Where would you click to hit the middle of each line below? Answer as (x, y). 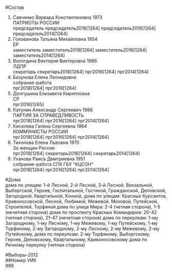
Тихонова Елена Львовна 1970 (46, 142)
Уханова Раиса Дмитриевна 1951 (49, 159)
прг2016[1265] (28, 104)
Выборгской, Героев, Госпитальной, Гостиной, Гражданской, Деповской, (86, 191)
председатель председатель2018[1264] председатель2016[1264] (84, 28)
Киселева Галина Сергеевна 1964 (50, 126)
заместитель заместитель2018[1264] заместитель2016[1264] (80, 50)
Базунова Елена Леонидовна (44, 77)
